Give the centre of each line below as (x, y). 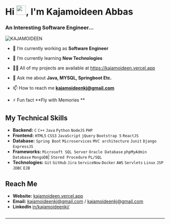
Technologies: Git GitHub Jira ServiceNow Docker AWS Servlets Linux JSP (88, 163)
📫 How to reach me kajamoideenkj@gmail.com (63, 88)
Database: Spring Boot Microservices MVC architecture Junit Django (84, 141)
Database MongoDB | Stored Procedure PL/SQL (57, 157)
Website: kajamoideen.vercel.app (48, 196)
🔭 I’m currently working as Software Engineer (60, 49)
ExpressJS (23, 147)
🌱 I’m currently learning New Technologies (57, 58)
